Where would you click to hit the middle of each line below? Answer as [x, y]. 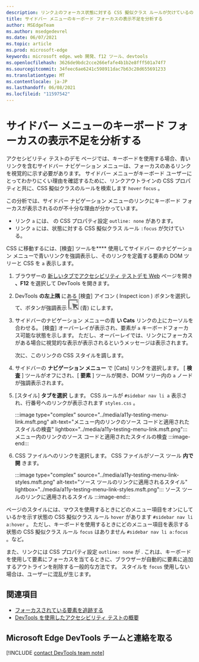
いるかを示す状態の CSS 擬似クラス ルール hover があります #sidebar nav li [99, 516]
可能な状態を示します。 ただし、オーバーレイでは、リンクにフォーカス [106, 335]
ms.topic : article [29, 44]
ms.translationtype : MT [36, 75]
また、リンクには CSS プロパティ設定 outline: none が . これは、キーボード [99, 551]
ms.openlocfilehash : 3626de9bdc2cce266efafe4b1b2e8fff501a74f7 [86, 62]
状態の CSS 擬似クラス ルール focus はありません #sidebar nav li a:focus [97, 531]
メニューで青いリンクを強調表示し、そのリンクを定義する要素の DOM [98, 256]
